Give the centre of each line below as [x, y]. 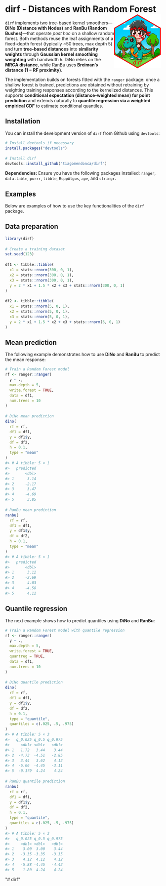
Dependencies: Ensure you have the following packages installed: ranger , [81, 173]
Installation [23, 121]
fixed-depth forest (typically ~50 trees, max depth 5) [59, 43]
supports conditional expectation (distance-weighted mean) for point [78, 95]
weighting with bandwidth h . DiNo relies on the [53, 59]
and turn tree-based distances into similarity [52, 49]
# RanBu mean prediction [31, 510]
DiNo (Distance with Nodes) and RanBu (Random [56, 28]
